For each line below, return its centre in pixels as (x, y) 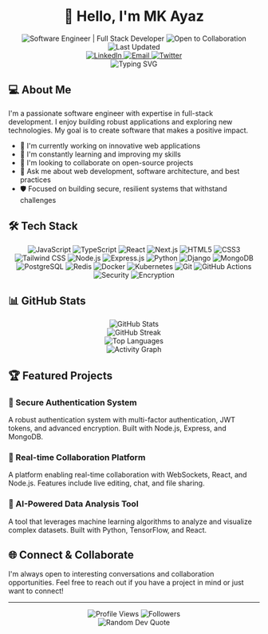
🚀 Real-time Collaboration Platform (77, 457)
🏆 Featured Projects (61, 376)
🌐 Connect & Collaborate (71, 555)
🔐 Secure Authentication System (73, 402)
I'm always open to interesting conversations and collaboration (111, 574)
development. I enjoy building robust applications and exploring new (120, 121)
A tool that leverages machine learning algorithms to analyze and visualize (130, 521)
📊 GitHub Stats (47, 301)
